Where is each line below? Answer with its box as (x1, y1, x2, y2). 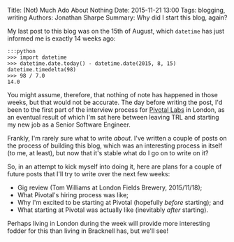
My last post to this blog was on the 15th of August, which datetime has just (7, 27, 225, 35)
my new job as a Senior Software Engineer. (7, 120, 131, 129)
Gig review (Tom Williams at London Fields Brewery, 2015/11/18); (17, 183, 203, 192)
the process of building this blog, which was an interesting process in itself (7, 141, 223, 150)
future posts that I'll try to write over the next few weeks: (7, 170, 170, 178)
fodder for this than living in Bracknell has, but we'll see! (7, 227, 169, 235)
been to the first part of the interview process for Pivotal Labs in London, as (7, 106, 225, 114)
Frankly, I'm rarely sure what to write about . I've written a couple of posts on (7, 134, 227, 142)
